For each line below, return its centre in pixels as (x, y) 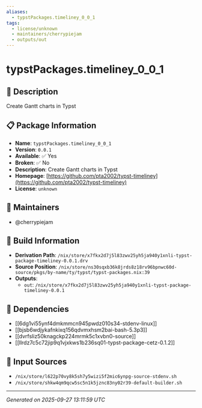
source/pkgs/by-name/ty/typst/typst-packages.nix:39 (82, 273)
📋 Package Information (51, 126)
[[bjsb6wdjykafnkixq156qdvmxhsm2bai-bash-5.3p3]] (81, 330)
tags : (13, 23)
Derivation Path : (35, 255)
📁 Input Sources (37, 361)
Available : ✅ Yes (36, 156)
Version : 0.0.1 (33, 149)
